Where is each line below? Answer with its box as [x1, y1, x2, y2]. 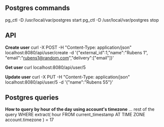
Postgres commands [5, 4, 70, 12]
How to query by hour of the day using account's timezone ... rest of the [5, 106, 155, 112]
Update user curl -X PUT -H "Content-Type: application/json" [5, 74, 131, 80]
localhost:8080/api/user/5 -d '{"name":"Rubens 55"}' [5, 79, 113, 85]
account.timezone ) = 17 [5, 117, 54, 123]
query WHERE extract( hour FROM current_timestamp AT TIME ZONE [5, 112, 145, 118]
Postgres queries [5, 94, 59, 102]
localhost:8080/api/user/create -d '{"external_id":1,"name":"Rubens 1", [5, 49, 148, 56]
